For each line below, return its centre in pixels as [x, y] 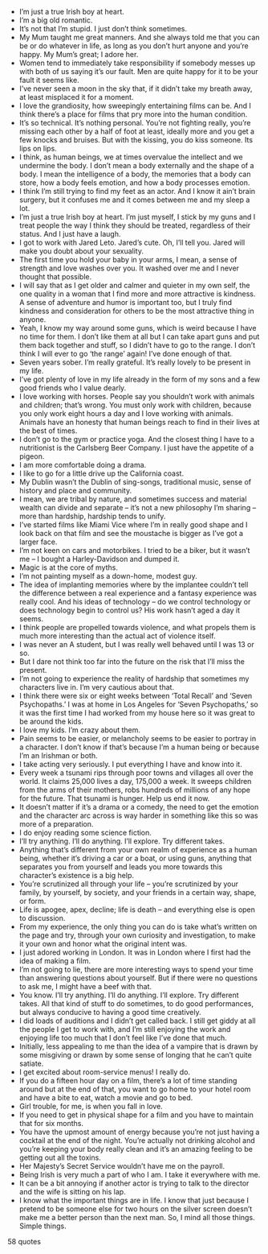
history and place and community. [75, 491]
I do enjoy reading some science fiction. [85, 833]
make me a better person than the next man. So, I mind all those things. [137, 1217]
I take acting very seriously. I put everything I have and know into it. [130, 764]
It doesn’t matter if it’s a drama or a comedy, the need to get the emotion [139, 807]
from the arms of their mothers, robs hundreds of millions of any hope [134, 790]
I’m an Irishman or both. [58, 755]
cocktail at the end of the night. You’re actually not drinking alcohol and [137, 1141]
